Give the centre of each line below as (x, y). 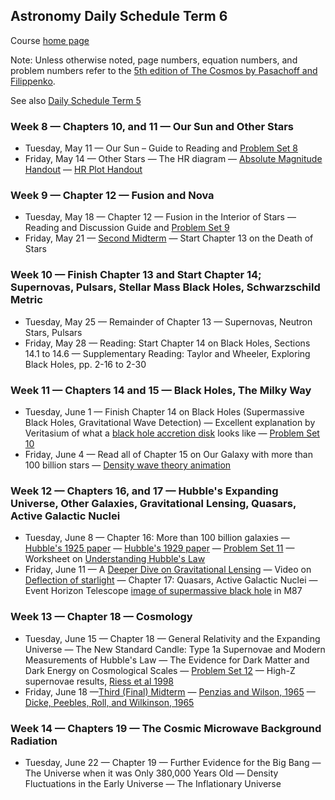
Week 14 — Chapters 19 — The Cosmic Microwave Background (166, 728)
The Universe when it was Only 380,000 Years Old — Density (151, 773)
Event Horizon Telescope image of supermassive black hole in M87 (163, 591)
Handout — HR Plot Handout (83, 170)
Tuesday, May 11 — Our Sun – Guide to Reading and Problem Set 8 (161, 148)
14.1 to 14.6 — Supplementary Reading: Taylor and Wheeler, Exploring (167, 353)
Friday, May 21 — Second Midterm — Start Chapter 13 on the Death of (169, 238)
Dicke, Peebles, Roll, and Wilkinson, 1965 (109, 702)
